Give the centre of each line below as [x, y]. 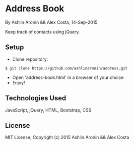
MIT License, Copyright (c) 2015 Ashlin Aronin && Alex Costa [67, 137]
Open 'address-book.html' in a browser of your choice [68, 77]
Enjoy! [19, 82]
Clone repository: [30, 59]
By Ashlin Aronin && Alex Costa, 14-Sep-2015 [51, 22]
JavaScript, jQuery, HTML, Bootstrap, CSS [48, 110]
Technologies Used [35, 98]
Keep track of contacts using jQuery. [43, 32]
